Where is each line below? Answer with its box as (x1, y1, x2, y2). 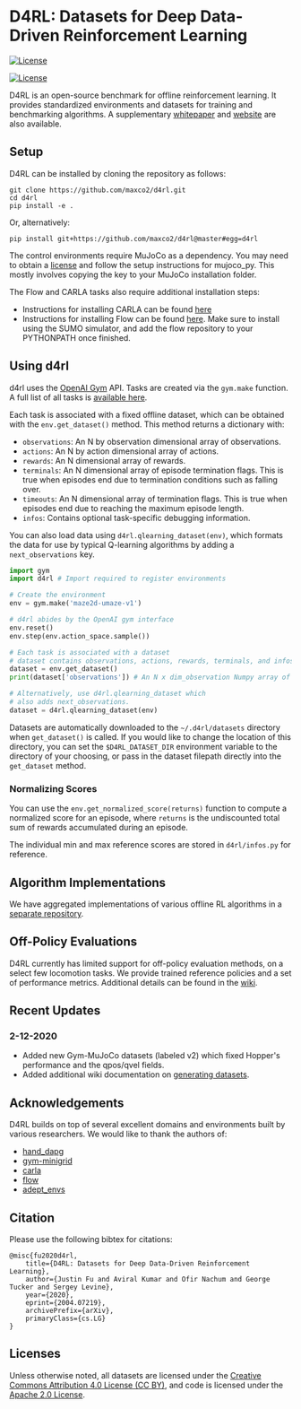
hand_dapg (21, 1146, 64, 1157)
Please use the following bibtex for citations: (9, 1234, 173, 1245)
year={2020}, (25, 1291, 74, 1300)
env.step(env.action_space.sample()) (9, 631, 150, 640)
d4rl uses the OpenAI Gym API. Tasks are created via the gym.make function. (9, 382, 288, 393)
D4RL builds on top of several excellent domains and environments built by (9, 1119, 286, 1130)
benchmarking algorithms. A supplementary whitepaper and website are (9, 109, 276, 119)
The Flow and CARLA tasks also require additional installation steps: (9, 286, 260, 297)
